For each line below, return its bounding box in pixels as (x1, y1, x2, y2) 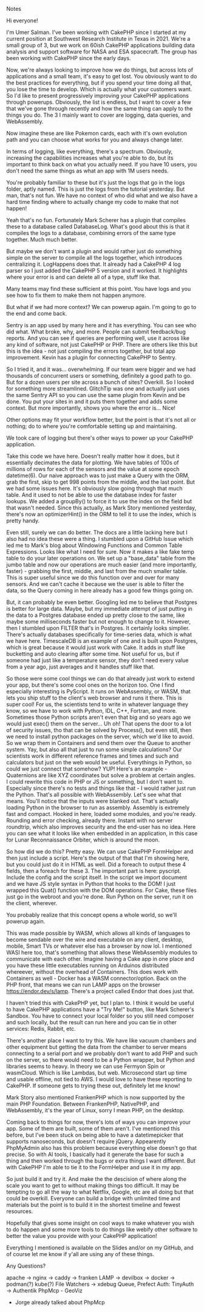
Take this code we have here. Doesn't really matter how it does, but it (6, 452, 180, 460)
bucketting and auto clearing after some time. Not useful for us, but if (6, 650, 180, 658)
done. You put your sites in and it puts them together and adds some (6, 398, 178, 405)
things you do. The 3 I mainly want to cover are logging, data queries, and (6, 112, 191, 118)
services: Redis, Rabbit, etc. (6, 1025, 76, 1032)
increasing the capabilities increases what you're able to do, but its (6, 154, 174, 161)
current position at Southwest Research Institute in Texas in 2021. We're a (6, 35, 191, 42)
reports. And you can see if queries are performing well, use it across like (6, 335, 190, 342)
